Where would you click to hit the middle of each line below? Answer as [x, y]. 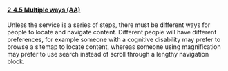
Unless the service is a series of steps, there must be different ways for [109, 25]
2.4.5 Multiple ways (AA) [44, 10]
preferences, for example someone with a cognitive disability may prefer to [114, 40]
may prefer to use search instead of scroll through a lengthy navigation [108, 54]
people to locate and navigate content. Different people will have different [112, 32]
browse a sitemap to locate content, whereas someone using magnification [114, 47]
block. [16, 61]
